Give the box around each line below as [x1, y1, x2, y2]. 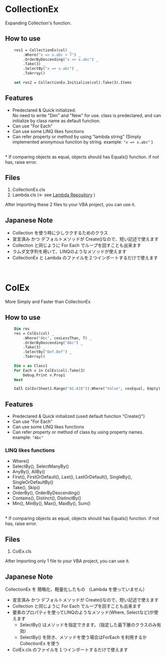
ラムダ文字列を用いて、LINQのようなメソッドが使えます [12, 249, 127, 255]
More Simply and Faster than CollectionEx [5, 299, 91, 305]
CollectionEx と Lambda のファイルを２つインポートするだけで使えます [12, 255, 158, 261]
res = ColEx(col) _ [14, 331, 55, 336]
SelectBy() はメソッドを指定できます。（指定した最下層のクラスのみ [19, 622, 157, 628]
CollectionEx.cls [12, 187, 46, 193]
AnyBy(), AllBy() [12, 469, 46, 475]
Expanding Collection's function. [5, 20, 72, 26]
